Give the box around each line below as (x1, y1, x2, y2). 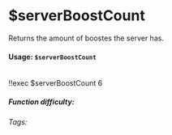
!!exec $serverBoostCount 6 (8, 78, 103, 88)
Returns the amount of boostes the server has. (8, 33, 165, 43)
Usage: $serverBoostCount (8, 52, 97, 61)
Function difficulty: (8, 96, 75, 107)
